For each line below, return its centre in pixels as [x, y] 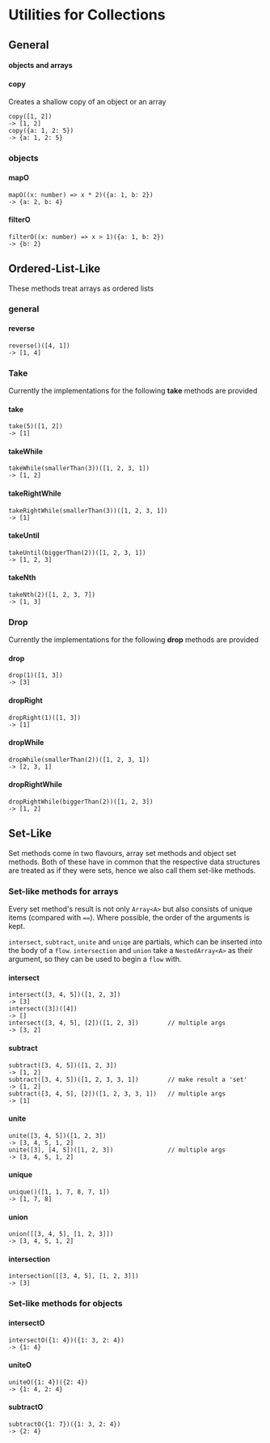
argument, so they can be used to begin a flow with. [95, 959]
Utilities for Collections [87, 15]
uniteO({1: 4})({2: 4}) [49, 1382]
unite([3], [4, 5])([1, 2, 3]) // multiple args [117, 1150]
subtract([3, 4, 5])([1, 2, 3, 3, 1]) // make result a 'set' [128, 1079]
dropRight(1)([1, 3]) [45, 717]
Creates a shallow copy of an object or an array [87, 102]
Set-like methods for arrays [63, 891]
